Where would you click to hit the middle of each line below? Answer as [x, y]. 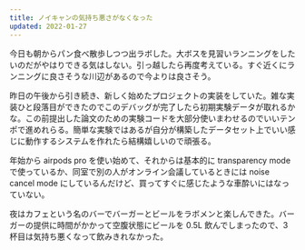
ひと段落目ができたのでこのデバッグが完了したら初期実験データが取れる [152, 106]
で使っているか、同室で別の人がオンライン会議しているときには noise [140, 171]
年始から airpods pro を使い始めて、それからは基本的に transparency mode [150, 160]
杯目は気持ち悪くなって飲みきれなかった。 [89, 236]
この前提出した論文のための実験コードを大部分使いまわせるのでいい [152, 118]
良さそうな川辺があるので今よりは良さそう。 [132, 76]
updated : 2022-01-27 [49, 26]
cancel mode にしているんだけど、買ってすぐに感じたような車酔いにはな [146, 183]
